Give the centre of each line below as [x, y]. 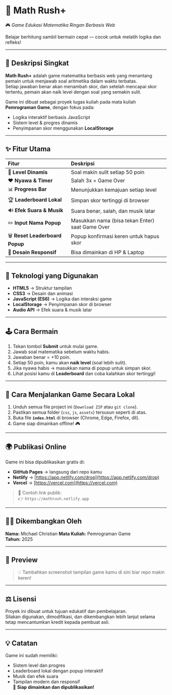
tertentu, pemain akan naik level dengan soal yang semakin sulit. [73, 92]
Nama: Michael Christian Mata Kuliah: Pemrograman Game [68, 534]
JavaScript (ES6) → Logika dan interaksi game [62, 299]
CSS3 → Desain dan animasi [43, 294]
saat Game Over [90, 227]
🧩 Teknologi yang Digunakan [52, 275]
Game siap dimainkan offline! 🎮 [46, 423]
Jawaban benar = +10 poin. [41, 357]
